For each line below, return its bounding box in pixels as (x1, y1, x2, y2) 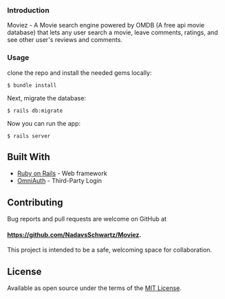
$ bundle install (7, 82, 57, 89)
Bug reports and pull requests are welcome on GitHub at (7, 215, 167, 223)
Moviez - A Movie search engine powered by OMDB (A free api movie (7, 21, 205, 30)
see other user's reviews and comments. (7, 36, 122, 44)
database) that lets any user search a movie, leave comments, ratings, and (7, 28, 218, 36)
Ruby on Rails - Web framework (17, 169, 108, 177)
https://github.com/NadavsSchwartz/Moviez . (7, 230, 142, 239)
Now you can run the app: (7, 119, 81, 127)
